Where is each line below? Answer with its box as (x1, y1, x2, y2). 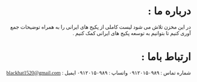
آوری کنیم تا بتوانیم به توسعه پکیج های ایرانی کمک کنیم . (72, 30, 191, 36)
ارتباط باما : (141, 51, 191, 63)
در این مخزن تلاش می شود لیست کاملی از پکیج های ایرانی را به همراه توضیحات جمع (10, 24, 191, 30)
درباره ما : (147, 5, 191, 18)
